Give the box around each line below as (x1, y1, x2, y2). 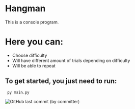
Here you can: (5, 36, 63, 47)
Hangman (5, 3, 46, 14)
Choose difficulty (12, 52, 48, 58)
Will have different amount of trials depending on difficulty (12, 57, 130, 64)
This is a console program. (5, 19, 59, 25)
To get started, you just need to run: (5, 77, 117, 86)
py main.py (7, 90, 29, 95)
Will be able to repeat (12, 63, 55, 68)
